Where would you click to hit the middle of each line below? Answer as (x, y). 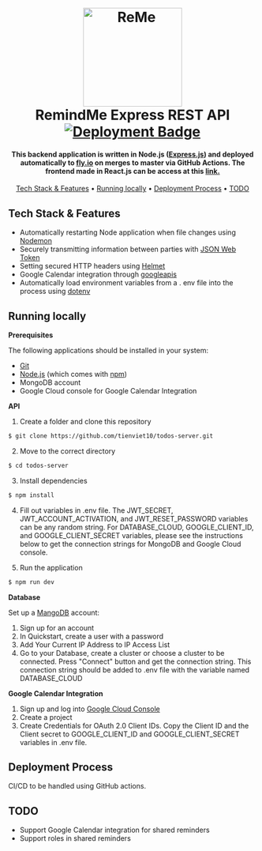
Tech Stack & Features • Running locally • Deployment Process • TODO (133, 189)
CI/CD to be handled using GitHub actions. (77, 786)
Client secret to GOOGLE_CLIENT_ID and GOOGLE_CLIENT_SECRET (129, 734)
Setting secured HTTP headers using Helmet (92, 266)
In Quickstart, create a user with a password (92, 636)
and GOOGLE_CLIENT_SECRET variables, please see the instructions (131, 535)
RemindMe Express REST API (133, 115)
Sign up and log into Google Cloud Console (90, 709)
